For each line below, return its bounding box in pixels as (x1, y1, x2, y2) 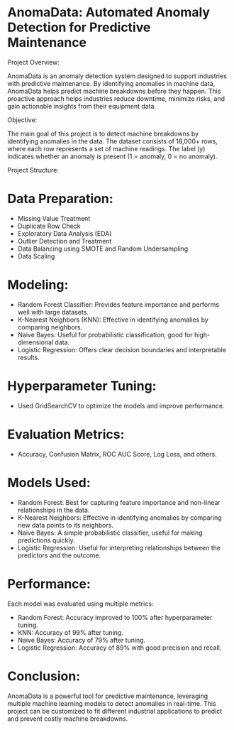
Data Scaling (17, 251, 55, 260)
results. (17, 353, 40, 361)
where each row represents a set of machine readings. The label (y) (7, 144, 206, 153)
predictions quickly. (17, 535, 76, 544)
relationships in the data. (17, 506, 90, 514)
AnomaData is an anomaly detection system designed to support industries (7, 72, 227, 80)
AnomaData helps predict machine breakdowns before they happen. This (7, 87, 221, 95)
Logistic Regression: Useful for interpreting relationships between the (17, 543, 221, 552)
